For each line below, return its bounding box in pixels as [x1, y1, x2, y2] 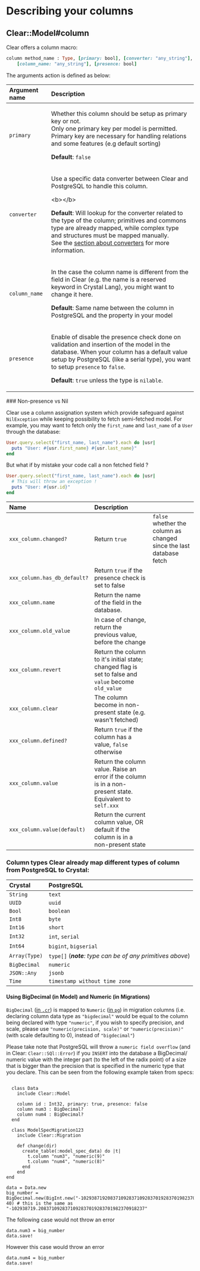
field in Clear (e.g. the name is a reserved [51, 275, 167, 283]
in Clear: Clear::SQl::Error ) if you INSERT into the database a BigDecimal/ [6, 1050, 187, 1057]
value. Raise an [94, 765, 137, 773]
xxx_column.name [9, 599, 55, 606]
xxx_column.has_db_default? [9, 574, 89, 581]
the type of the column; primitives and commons [51, 216, 186, 225]
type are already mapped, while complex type [51, 223, 179, 232]
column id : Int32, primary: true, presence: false [17, 1101, 148, 1107]
